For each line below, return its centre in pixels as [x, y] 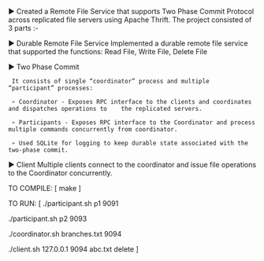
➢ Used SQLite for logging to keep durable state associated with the [130, 143]
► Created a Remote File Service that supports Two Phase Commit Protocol [131, 11]
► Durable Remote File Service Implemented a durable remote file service [128, 43]
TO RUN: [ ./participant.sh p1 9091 [63, 203]
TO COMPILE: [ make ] [45, 188]
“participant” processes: [50, 88]
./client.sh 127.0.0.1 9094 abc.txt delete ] [74, 249]
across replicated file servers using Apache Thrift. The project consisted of [130, 20]
